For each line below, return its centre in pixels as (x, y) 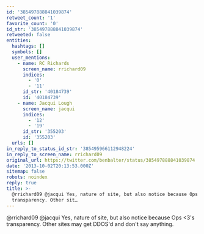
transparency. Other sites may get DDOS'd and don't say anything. (90, 224)
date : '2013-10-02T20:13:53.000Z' (50, 166)
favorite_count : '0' (33, 23)
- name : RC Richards (43, 63)
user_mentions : (31, 58)
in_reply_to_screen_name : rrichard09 (54, 154)
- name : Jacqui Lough (45, 103)
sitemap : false (26, 172)
